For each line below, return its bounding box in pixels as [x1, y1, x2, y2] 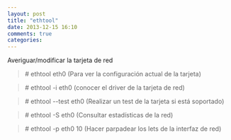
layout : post [7, 10, 46, 18]
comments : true [7, 30, 52, 37]
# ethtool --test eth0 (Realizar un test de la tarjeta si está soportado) [24, 97, 225, 106]
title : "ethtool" [7, 17, 59, 24]
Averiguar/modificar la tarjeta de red [7, 56, 113, 64]
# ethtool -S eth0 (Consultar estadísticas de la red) [24, 111, 174, 119]
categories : [7, 37, 43, 44]
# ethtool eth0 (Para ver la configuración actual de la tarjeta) [24, 70, 202, 78]
